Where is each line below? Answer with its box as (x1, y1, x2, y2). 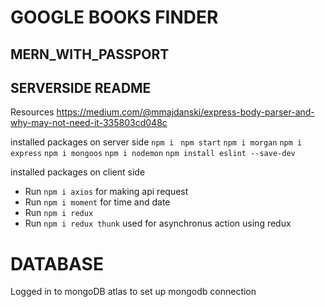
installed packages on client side (10, 166, 146, 178)
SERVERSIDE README (10, 79, 152, 96)
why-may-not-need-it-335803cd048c (10, 117, 168, 129)
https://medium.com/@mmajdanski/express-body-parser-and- (56, 106, 315, 118)
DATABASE (10, 252, 104, 275)
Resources (10, 106, 55, 118)
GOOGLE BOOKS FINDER (10, 6, 219, 29)
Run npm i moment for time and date (24, 196, 171, 208)
